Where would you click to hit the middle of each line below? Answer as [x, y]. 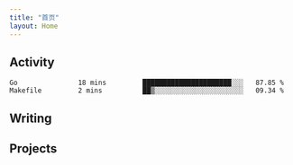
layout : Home [34, 26]
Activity [32, 62]
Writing [31, 118]
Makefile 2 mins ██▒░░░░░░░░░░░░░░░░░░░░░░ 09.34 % [146, 91]
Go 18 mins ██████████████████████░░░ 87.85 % [146, 83]
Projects [33, 149]
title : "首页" [35, 17]
